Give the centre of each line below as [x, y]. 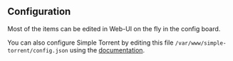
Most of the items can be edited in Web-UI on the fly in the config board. [114, 28]
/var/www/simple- [201, 43]
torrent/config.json [38, 50]
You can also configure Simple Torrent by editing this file [90, 43]
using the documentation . [107, 50]
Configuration [39, 12]
